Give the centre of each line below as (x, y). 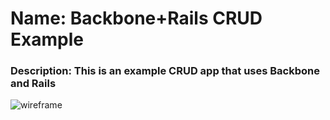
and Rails (33, 84)
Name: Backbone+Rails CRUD (136, 18)
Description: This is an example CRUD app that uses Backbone (165, 71)
